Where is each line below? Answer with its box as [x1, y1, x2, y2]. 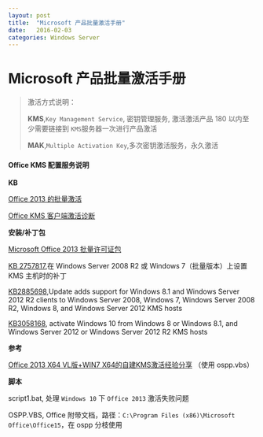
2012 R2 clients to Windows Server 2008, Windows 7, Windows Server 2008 [8, 295, 255, 305]
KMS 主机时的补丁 [8, 271, 67, 280]
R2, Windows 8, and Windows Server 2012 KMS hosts [8, 304, 183, 313]
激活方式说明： [27, 98, 76, 107]
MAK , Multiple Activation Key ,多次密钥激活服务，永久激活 [27, 141, 219, 150]
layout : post [8, 11, 51, 20]
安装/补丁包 [8, 228, 46, 237]
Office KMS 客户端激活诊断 [8, 211, 96, 220]
